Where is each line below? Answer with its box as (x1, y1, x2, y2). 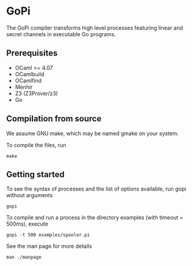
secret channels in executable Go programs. (6, 30, 116, 37)
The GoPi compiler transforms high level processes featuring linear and (6, 24, 184, 31)
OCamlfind (14, 77, 42, 84)
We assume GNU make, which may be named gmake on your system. (6, 130, 179, 137)
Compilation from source (6, 113, 102, 124)
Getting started (6, 169, 65, 179)
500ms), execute (6, 220, 48, 227)
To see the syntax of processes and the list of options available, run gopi (6, 185, 187, 192)
